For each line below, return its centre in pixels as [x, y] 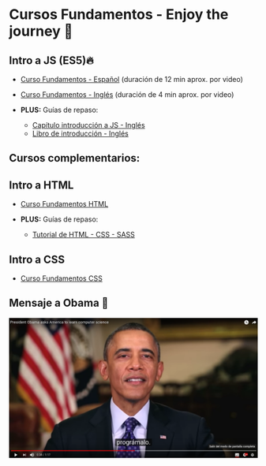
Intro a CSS [37, 259]
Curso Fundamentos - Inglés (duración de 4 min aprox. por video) [127, 95]
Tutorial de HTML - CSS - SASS [83, 235]
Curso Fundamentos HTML [64, 204]
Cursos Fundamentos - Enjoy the [119, 15]
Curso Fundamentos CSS [62, 278]
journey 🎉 [41, 31]
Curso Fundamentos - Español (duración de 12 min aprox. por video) [131, 79]
